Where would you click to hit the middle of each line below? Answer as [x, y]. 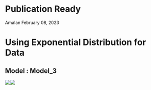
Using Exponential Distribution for [75, 42]
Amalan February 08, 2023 [32, 22]
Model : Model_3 [31, 71]
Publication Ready [43, 9]
